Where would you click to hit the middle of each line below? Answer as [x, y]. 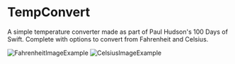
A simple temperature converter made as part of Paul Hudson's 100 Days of [118, 32]
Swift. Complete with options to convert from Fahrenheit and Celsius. [108, 39]
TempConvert [49, 12]
